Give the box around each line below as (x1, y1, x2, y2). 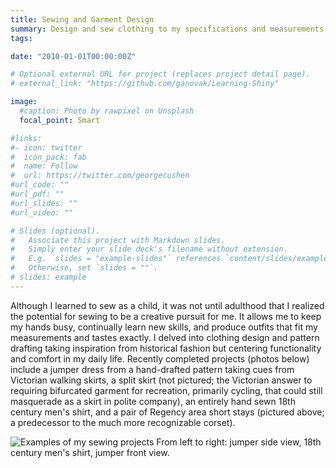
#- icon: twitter (10, 142, 83, 153)
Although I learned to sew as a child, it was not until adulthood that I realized (10, 299, 325, 311)
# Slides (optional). (10, 226, 101, 236)
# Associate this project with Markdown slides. (10, 235, 226, 245)
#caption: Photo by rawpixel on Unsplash (19, 106, 195, 116)
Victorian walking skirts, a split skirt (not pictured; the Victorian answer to (10, 374, 313, 386)
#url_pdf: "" (10, 189, 65, 199)
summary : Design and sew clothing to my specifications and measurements (10, 24, 325, 34)
